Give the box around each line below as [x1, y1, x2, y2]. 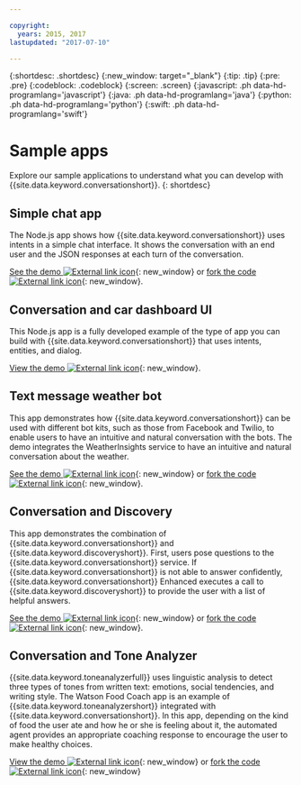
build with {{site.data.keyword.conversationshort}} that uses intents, [9, 335, 262, 346]
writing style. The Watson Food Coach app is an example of [9, 691, 231, 702]
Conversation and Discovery [9, 504, 173, 519]
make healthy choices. [9, 739, 93, 750]
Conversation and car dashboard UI [9, 302, 213, 317]
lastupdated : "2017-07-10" [9, 38, 111, 47]
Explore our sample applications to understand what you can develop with [9, 170, 284, 181]
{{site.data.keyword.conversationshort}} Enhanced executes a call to [9, 576, 264, 587]
